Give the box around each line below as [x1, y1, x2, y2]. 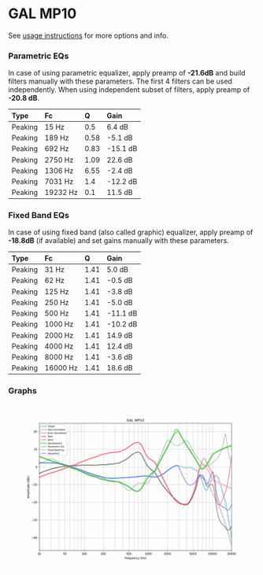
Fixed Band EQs [8, 209, 69, 220]
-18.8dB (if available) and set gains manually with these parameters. [8, 236, 230, 245]
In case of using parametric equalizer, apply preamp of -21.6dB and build [8, 68, 246, 78]
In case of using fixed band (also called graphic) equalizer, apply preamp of [8, 227, 254, 237]
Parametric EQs [8, 50, 69, 61]
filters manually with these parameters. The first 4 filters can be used [8, 76, 232, 87]
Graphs [8, 385, 37, 396]
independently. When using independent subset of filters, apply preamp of [8, 85, 250, 94]
